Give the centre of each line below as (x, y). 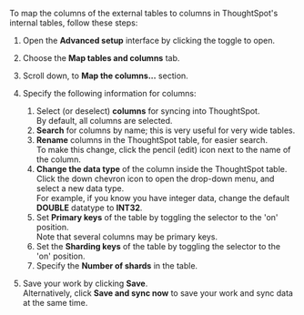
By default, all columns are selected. (104, 121)
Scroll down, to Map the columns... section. (105, 76)
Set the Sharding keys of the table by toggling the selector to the (158, 246)
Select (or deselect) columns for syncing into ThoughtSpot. (148, 111)
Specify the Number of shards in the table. (117, 266)
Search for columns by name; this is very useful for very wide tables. (166, 130)
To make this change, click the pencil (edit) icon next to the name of (163, 150)
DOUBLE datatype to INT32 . (89, 208)
